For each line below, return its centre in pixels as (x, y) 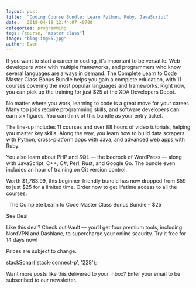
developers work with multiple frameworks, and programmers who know (94, 67)
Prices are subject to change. (42, 251)
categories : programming (36, 28)
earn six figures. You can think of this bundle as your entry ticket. (85, 115)
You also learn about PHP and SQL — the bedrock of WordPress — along (94, 157)
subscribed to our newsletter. (42, 280)
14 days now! (22, 239)
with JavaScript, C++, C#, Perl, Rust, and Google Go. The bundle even (91, 163)
